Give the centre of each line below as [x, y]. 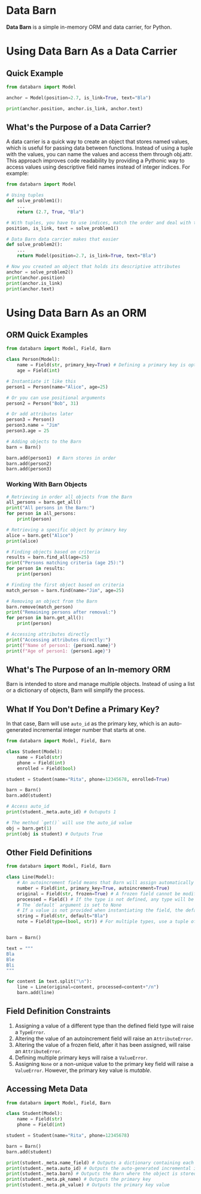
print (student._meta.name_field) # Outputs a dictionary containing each [100, 1163]
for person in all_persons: [41, 514]
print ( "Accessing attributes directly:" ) [59, 640]
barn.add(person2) [29, 464]
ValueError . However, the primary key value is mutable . [83, 1070]
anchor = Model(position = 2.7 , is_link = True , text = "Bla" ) [79, 98]
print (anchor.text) [31, 289]
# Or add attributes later [40, 414]
